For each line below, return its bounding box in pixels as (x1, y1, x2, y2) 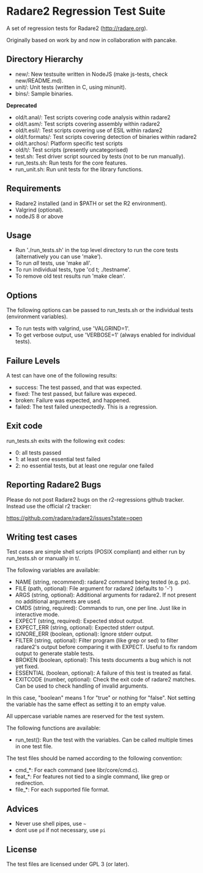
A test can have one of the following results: (6, 372, 117, 379)
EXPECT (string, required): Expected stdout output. (15, 617, 144, 625)
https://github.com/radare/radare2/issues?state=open (6, 514, 142, 521)
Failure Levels (6, 355, 61, 366)
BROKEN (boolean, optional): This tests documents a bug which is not (15, 656, 191, 664)
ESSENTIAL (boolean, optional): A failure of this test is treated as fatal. (15, 669, 193, 677)
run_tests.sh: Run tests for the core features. (15, 159, 128, 166)
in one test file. (15, 743, 53, 750)
